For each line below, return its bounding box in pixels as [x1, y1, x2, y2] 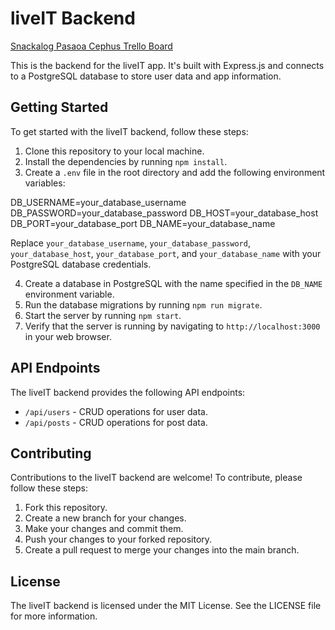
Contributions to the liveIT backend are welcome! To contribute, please [10, 472, 303, 484]
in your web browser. [24, 330, 112, 342]
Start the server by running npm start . [24, 309, 182, 321]
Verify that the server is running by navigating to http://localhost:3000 [24, 320, 321, 332]
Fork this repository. [24, 502, 108, 514]
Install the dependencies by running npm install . [24, 155, 228, 167]
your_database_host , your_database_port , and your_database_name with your [10, 247, 322, 259]
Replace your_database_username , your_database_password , [10, 237, 251, 249]
